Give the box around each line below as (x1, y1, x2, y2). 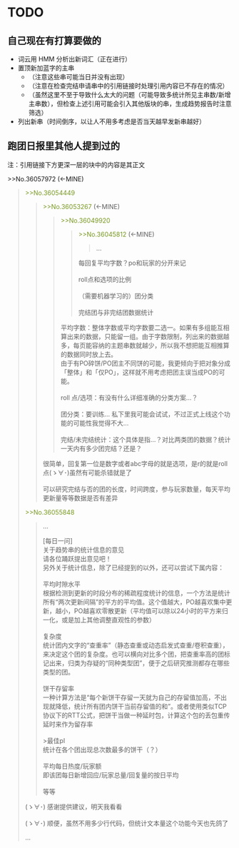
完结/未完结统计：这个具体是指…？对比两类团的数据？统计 (60, 435, 231, 443)
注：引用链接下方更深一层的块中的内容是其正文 (7, 160, 145, 168)
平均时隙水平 (42, 580, 81, 588)
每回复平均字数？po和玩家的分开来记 (78, 258, 187, 267)
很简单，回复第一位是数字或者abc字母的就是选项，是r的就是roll (42, 459, 228, 468)
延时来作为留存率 (42, 720, 93, 728)
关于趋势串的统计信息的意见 (42, 545, 125, 554)
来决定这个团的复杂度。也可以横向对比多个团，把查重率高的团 (42, 650, 225, 658)
